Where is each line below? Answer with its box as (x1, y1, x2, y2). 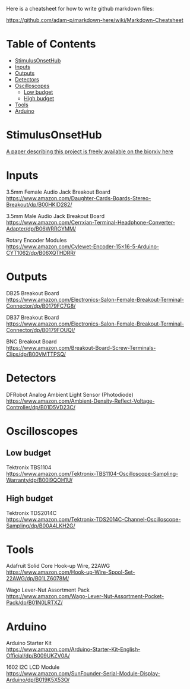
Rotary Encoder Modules (6, 236, 67, 244)
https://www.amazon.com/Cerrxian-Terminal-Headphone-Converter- (6, 219, 175, 226)
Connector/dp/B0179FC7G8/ (6, 302, 76, 309)
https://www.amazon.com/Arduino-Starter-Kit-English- (6, 646, 141, 653)
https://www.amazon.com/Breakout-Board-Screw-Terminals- (6, 344, 156, 351)
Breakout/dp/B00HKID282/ (6, 201, 72, 208)
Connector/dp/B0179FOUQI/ (6, 326, 75, 333)
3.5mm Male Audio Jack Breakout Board (6, 212, 105, 219)
